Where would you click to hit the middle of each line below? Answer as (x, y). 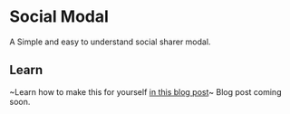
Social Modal (59, 17)
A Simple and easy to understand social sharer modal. (110, 42)
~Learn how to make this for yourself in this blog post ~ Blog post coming (145, 91)
